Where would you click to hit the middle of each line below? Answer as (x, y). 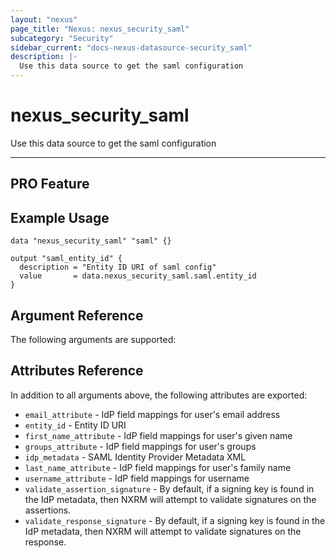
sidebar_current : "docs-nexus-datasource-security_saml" (131, 47)
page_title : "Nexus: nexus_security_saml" (100, 29)
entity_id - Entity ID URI (75, 425)
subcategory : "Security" (62, 38)
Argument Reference (77, 315)
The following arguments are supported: (93, 339)
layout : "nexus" (44, 19)
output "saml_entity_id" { (66, 259)
